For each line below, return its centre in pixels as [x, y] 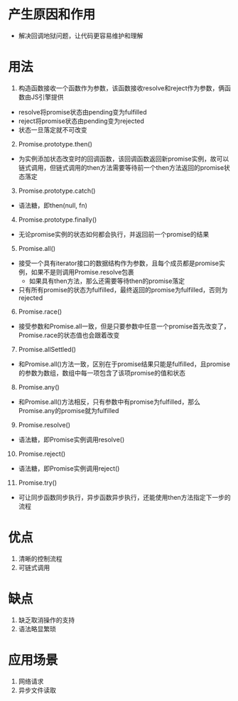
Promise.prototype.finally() [58, 219]
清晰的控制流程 [40, 558]
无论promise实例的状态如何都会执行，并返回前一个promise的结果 [114, 234]
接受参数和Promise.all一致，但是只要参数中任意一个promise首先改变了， [124, 326]
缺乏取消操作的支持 [47, 620]
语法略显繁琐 [37, 628]
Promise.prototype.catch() [57, 191]
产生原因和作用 [52, 15]
